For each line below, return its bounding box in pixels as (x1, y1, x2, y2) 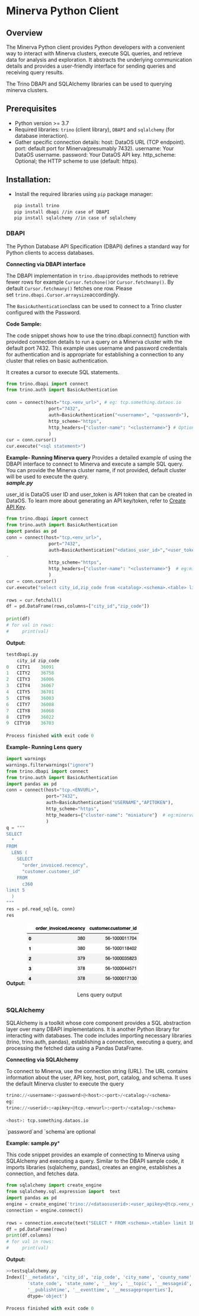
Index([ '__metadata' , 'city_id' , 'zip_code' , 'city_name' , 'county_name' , (6, 1274, 195, 1280)
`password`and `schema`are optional (6, 1128, 96, 1135)
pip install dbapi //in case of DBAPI (14, 209, 110, 215)
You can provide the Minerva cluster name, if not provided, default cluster (6, 467, 187, 474)
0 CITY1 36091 (6, 664, 54, 670)
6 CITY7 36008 (6, 701, 54, 707)
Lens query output (76, 991, 123, 998)
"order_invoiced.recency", (21, 862, 89, 868)
